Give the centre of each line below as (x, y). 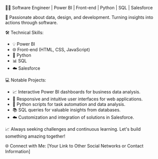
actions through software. (32, 23)
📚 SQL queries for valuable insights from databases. (66, 110)
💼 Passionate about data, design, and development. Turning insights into (79, 17)
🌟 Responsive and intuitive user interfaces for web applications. (78, 99)
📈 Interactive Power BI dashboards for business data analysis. (76, 92)
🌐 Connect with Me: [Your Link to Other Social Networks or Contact (74, 146)
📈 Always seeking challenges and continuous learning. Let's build (73, 129)
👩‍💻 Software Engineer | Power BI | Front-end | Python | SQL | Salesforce (79, 8)
